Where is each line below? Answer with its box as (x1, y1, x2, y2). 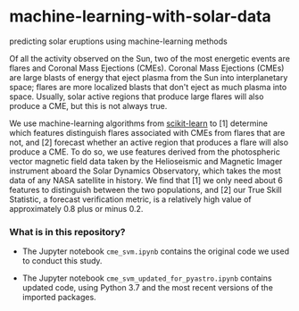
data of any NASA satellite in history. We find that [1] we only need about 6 (9, 174, 283, 185)
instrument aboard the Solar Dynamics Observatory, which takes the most (9, 165, 281, 176)
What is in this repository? (9, 225, 126, 238)
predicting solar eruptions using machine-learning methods (9, 36, 228, 46)
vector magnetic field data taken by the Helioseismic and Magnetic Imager (9, 155, 283, 166)
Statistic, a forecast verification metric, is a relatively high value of (9, 194, 252, 205)
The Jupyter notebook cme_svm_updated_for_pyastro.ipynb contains (21, 273, 272, 283)
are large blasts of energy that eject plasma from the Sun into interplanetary (9, 71, 288, 82)
